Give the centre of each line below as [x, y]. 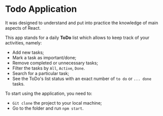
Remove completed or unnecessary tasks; [55, 63]
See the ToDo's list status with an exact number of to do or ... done [82, 78]
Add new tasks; [28, 52]
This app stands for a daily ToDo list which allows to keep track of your [77, 38]
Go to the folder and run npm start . [48, 108]
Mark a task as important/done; [44, 57]
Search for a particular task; [41, 73]
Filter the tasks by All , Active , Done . [48, 68]
